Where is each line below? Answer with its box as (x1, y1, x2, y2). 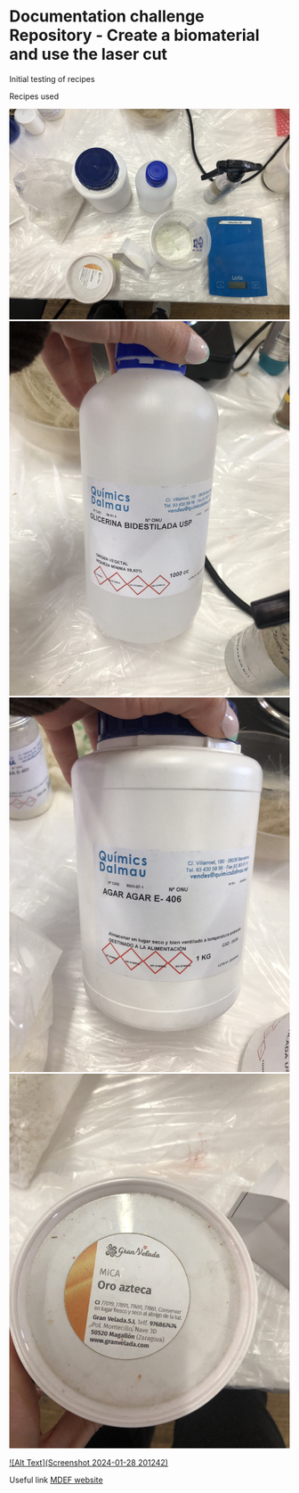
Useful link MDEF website (9, 1474, 104, 1485)
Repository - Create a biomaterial (9, 25, 260, 45)
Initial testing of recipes (9, 73, 95, 84)
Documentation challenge (9, 6, 205, 27)
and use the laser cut (9, 45, 167, 64)
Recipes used (9, 91, 60, 102)
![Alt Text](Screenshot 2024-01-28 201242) (9, 1456, 169, 1468)
